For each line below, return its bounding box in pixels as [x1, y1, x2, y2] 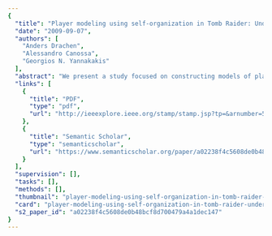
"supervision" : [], [15, 170, 81, 178]
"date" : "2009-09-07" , [15, 27, 92, 35]
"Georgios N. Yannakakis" [22, 58, 110, 66]
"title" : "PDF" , [28, 95, 84, 103]
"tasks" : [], [15, 178, 59, 187]
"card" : [15, 200, 41, 208]
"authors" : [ [15, 34, 59, 43]
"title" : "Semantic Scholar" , [28, 132, 132, 140]
